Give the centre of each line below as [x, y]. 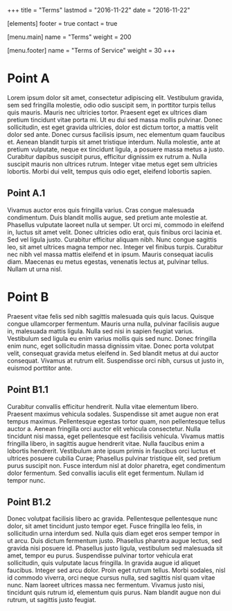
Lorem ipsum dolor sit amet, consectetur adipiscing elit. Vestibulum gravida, [115, 97]
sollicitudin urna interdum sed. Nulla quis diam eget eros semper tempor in [114, 533]
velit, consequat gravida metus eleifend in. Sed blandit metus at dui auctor [113, 353]
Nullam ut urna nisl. [35, 269]
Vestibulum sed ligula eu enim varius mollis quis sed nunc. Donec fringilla [112, 338]
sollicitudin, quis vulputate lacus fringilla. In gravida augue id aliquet [104, 563]
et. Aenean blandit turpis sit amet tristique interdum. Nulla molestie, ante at [114, 142]
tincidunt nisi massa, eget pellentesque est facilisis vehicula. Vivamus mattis [116, 436]
